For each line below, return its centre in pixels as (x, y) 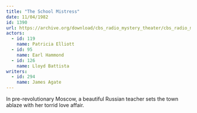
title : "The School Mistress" (43, 11)
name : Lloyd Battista (43, 66)
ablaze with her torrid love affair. (45, 105)
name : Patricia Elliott (46, 44)
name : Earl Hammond (40, 55)
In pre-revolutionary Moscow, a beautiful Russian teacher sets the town (92, 99)
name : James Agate (39, 83)
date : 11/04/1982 (27, 17)
